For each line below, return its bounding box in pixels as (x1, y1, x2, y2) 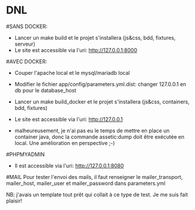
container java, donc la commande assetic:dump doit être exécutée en (14, 133, 184, 140)
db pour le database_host (14, 87, 77, 94)
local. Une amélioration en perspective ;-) (14, 139, 115, 146)
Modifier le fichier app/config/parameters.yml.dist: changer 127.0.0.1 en (14, 80, 186, 88)
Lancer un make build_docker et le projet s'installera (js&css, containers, (14, 98, 190, 105)
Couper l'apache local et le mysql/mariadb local (14, 69, 130, 76)
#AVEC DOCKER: (6, 58, 47, 65)
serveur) (14, 40, 36, 47)
